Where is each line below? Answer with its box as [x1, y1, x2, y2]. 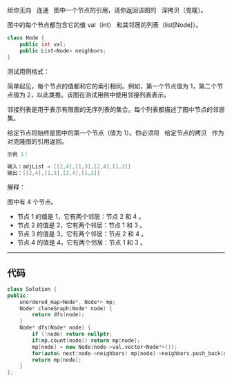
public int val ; [19, 41, 67, 48]
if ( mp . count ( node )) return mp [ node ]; [32, 337, 140, 344]
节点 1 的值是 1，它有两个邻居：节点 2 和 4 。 [17, 213, 145, 221]
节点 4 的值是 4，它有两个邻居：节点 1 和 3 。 [17, 238, 146, 247]
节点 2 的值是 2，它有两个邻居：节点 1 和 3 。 [17, 221, 146, 229]
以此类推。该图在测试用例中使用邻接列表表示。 [37, 90, 171, 99]
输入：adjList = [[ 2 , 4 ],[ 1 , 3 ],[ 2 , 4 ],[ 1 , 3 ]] [7, 163, 131, 171]
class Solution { [7, 285, 57, 292]
